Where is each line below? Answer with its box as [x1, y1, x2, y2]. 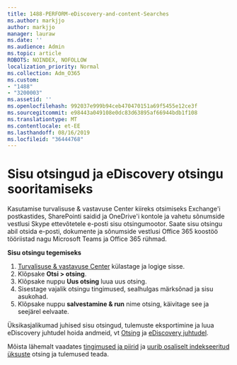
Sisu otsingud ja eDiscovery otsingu [7, 166, 224, 182]
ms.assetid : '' [7, 96, 52, 103]
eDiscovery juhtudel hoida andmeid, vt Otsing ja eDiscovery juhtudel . [7, 329, 209, 337]
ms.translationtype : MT [7, 116, 78, 123]
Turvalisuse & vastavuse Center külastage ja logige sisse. [17, 262, 185, 271]
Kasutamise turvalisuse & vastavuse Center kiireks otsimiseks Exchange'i [7, 205, 221, 213]
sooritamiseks [7, 181, 93, 197]
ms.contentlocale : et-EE [7, 122, 81, 130]
